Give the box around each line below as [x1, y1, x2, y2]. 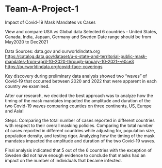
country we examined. [5, 83, 50, 89]
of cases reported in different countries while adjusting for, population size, [5, 127, 155, 133]
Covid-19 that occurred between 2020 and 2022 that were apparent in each [5, 78, 157, 84]
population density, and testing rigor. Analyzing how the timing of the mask [5, 133, 155, 139]
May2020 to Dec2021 [5, 39, 49, 44]
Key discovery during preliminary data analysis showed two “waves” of [5, 73, 147, 79]
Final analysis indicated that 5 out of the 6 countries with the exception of [5, 147, 152, 153]
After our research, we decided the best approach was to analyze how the [5, 93, 154, 98]
